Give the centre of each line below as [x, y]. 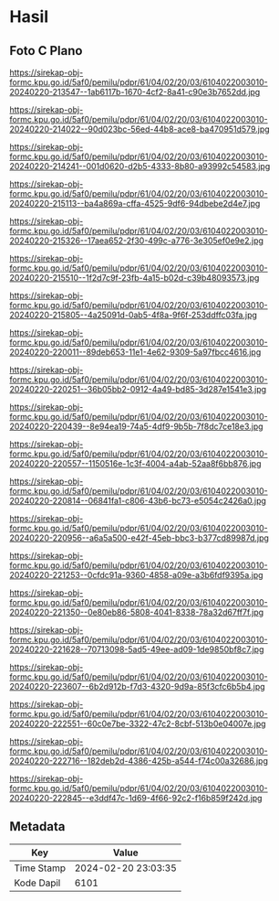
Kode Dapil [37, 883]
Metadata [37, 826]
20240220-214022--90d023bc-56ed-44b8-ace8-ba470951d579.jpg [140, 129]
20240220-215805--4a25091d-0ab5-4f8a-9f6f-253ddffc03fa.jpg [134, 315]
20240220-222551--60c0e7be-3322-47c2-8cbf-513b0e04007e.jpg [138, 724]
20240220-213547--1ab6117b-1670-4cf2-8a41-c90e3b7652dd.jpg [135, 92]
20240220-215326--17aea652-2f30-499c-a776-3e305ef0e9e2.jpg [137, 241]
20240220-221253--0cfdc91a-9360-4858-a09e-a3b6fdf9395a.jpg [136, 575]
